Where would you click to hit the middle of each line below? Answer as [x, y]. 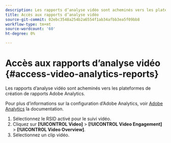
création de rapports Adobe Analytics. [45, 93]
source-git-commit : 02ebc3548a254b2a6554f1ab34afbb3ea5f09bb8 [73, 19]
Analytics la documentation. [34, 109]
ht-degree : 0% [20, 34]
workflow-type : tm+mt [28, 24]
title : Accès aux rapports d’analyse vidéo [52, 15]
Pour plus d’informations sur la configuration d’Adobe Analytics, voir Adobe [84, 103]
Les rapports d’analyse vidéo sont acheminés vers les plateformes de [78, 88]
